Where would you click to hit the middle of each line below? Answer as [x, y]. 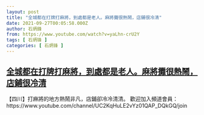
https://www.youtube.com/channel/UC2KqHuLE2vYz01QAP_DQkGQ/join [97, 105]
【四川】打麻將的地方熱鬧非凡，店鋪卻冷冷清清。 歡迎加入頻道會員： [92, 99]
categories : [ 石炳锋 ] [35, 46]
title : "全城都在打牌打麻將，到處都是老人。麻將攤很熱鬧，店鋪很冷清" [84, 18]
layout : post [23, 12]
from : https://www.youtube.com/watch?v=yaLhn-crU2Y [73, 34]
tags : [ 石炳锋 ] [27, 40]
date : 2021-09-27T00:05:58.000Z [47, 23]
